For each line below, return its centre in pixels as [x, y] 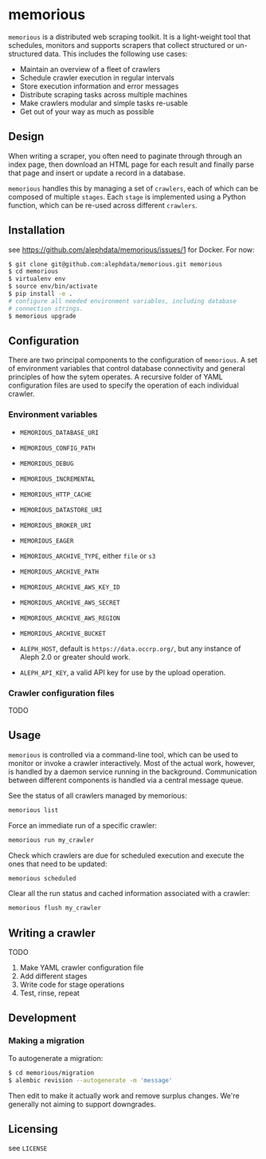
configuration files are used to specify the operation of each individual [123, 385]
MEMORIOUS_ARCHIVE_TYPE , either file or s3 [88, 555]
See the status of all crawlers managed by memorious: [98, 795]
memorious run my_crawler [51, 840]
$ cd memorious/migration [51, 1073]
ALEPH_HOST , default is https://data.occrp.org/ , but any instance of [130, 648]
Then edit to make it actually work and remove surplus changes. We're [124, 1095]
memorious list [33, 810]
